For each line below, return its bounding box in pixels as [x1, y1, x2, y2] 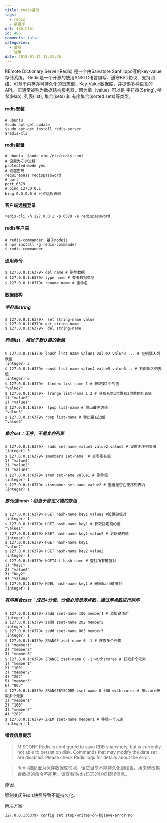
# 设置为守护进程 [5, 159, 36, 164]
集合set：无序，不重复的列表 [5, 430, 65, 436]
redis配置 [5, 142, 25, 148]
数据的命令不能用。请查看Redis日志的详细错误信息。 [21, 771, 130, 777]
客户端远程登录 [5, 202, 36, 208]
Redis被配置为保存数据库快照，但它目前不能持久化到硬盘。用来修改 [17, 765, 156, 771]
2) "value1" [5, 400, 30, 405]
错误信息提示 [5, 732, 31, 738]
